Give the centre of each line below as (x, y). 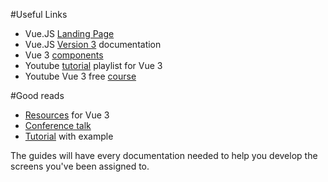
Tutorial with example (69, 136)
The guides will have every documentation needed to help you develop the (164, 155)
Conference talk (58, 125)
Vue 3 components (64, 55)
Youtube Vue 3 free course (80, 76)
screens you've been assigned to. (80, 166)
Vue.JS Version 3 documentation (93, 44)
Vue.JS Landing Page (69, 33)
